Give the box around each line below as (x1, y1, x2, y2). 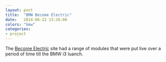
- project (5, 31, 27, 36)
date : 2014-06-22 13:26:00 (5, 17, 67, 22)
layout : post (5, 7, 33, 13)
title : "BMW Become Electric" (5, 12, 72, 17)
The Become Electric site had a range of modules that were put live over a (5, 46, 161, 51)
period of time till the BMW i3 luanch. (5, 51, 83, 57)
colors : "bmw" (5, 22, 36, 27)
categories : (5, 27, 31, 32)
